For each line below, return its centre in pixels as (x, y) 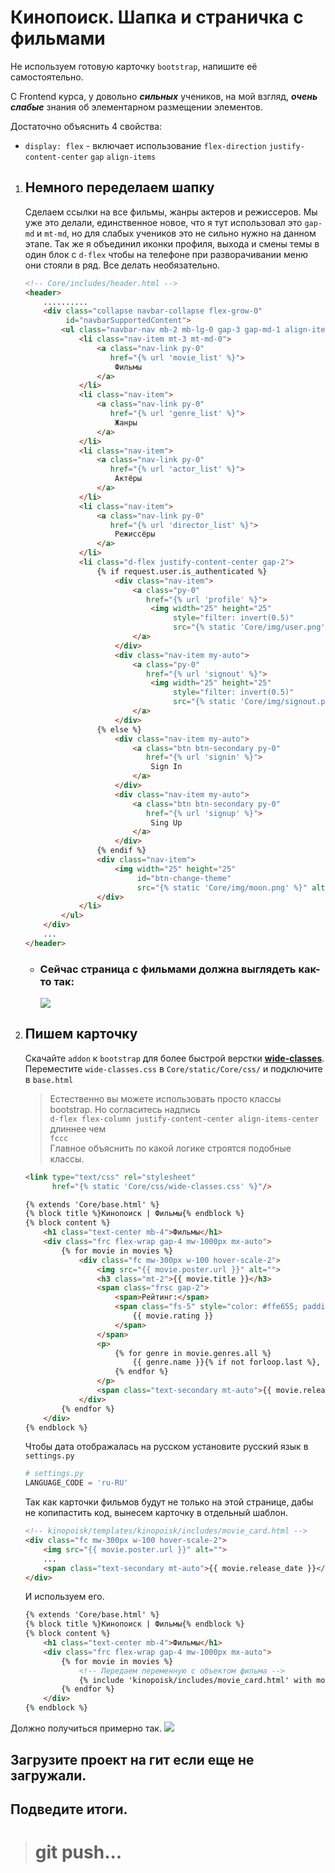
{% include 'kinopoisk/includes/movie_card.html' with (195, 1680)
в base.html (49, 1079)
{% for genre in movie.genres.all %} (193, 1353)
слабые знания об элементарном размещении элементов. (136, 107)
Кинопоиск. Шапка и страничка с (157, 17)
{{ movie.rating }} (173, 1316)
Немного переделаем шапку (119, 187)
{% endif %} (121, 851)
